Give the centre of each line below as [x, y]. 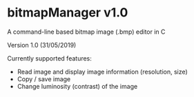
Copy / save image [44, 79]
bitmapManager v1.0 [68, 13]
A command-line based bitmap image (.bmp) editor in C [86, 32]
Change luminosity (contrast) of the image [77, 86]
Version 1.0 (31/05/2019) [42, 45]
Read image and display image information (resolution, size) [102, 72]
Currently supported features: [49, 58]
